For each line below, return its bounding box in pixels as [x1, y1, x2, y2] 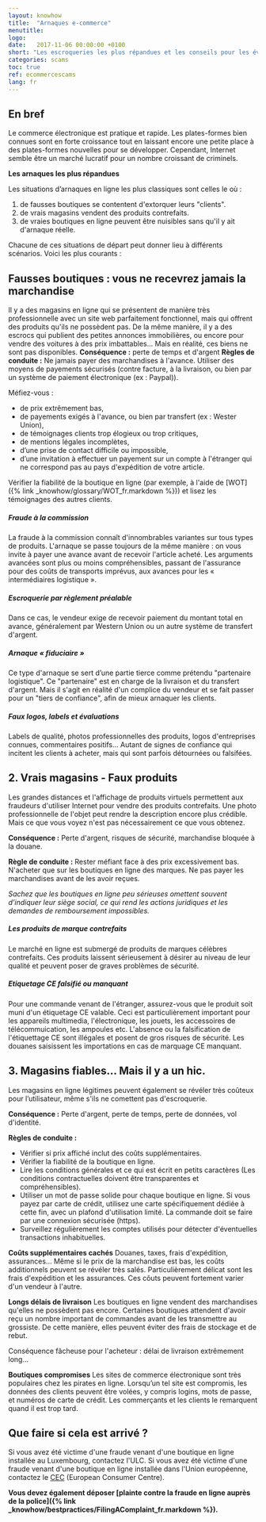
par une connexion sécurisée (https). [19, 1215, 141, 1225]
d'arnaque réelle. [19, 225, 76, 235]
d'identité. [8, 1118, 41, 1127]
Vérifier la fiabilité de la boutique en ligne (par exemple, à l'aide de [8, 477, 224, 488]
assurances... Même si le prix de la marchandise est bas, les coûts [8, 1256, 225, 1266]
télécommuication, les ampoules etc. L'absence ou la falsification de [8, 1024, 231, 1033]
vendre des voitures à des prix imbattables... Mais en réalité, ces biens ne [8, 339, 249, 349]
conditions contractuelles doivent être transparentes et [19, 1173, 199, 1183]
